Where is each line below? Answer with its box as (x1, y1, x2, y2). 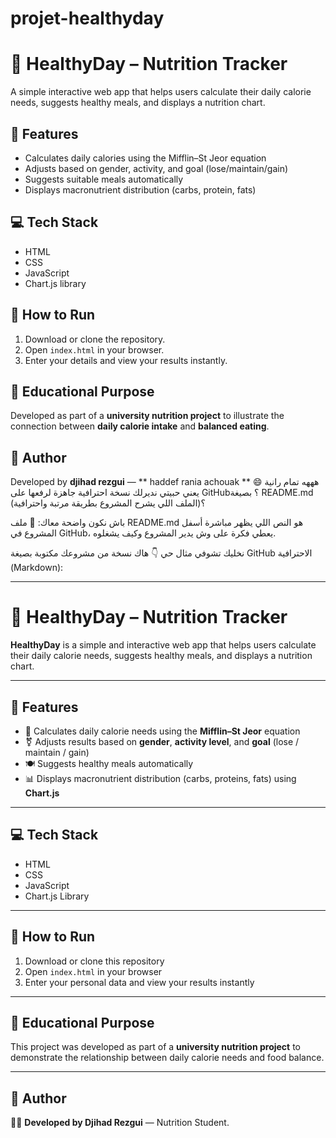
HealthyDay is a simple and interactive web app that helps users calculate (10, 639, 317, 651)
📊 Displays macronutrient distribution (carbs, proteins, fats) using (24, 772, 297, 784)
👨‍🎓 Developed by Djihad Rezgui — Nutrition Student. (10, 1117, 230, 1129)
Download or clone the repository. (24, 333, 166, 345)
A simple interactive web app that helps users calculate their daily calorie (10, 86, 312, 98)
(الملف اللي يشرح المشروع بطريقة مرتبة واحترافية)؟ (10, 497, 206, 509)
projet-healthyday (10, 7, 165, 30)
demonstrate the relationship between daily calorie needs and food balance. (10, 1052, 325, 1064)
